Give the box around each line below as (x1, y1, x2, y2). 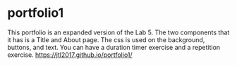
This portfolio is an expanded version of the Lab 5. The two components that (7, 28, 230, 37)
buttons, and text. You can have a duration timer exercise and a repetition (7, 43, 221, 51)
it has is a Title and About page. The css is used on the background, (7, 35, 205, 44)
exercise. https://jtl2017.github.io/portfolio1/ (7, 51, 133, 59)
